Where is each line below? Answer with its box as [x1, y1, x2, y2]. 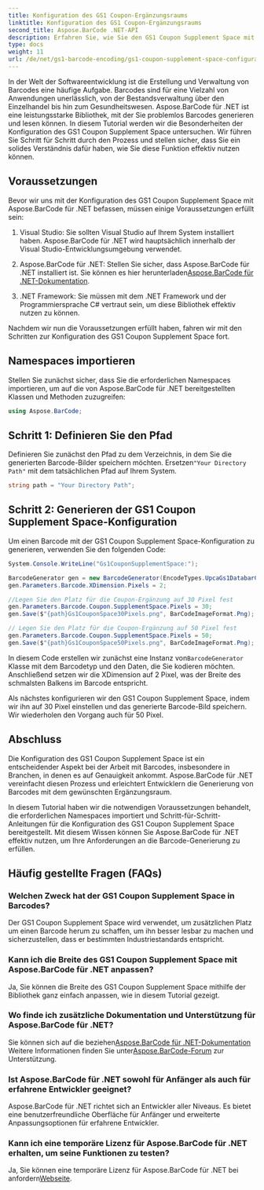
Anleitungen [8, 818, 48, 829]
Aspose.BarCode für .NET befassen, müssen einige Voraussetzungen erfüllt [8, 203, 255, 213]
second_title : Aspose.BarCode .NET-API [8, 26, 139, 34]
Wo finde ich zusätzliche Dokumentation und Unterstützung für [8, 1010, 256, 1021]
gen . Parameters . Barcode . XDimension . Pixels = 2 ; [8, 581, 167, 589]
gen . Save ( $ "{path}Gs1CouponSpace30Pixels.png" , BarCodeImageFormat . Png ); [8, 610, 255, 618]
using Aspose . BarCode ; [8, 407, 82, 415]
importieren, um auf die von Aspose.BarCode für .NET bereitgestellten [8, 383, 236, 393]
